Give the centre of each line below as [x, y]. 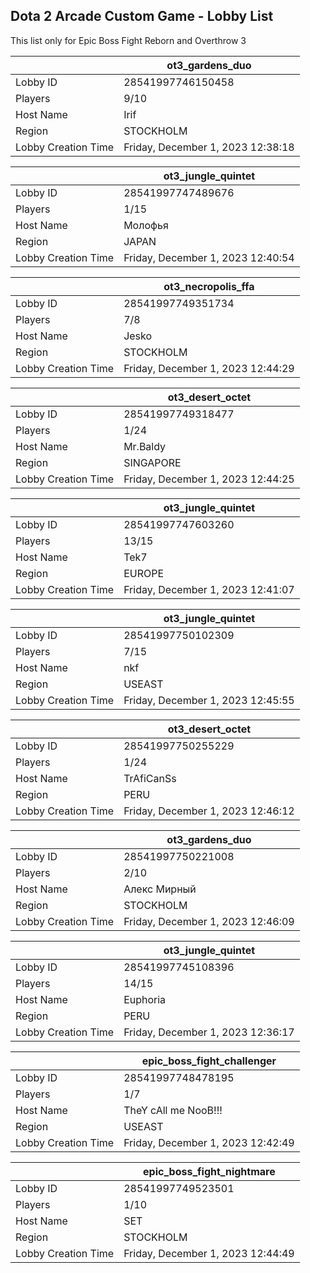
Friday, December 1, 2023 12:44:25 [209, 479]
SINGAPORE [152, 462]
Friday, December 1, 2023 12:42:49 [209, 1142]
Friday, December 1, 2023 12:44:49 [209, 1253]
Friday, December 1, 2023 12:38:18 [209, 147]
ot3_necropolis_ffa [209, 286]
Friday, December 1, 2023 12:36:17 [209, 1032]
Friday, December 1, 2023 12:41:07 [209, 589]
